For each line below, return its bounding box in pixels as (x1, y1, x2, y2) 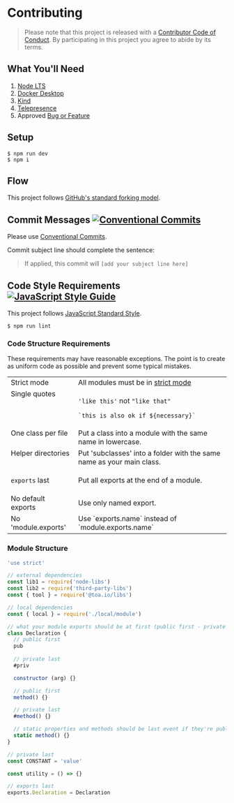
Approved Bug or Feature (17, 111, 91, 119)
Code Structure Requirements (7, 339, 111, 348)
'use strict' (7, 559, 45, 566)
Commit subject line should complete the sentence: (7, 246, 155, 254)
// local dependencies (7, 604, 73, 611)
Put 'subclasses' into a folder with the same (77, 448, 221, 458)
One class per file (10, 428, 68, 438)
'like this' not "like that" (77, 396, 171, 406)
